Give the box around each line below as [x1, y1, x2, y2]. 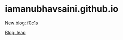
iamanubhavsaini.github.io [5, 3, 119, 15]
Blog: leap [5, 29, 26, 35]
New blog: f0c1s [5, 20, 38, 26]
